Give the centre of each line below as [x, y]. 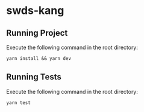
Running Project [37, 33]
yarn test [19, 103]
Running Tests [34, 77]
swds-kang [35, 11]
